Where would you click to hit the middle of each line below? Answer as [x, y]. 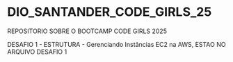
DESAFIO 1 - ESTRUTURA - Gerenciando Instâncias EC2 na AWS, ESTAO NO [116, 44]
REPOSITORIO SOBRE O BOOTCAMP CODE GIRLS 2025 [87, 31]
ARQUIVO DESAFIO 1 [37, 52]
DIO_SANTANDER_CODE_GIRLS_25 [110, 12]
